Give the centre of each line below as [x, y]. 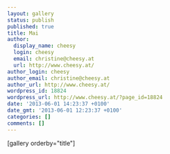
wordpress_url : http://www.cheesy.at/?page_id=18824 [85, 98]
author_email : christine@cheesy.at [59, 78]
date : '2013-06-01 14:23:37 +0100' [59, 104]
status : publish [31, 20]
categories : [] [29, 117]
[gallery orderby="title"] [41, 143]
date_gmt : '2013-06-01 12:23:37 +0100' [65, 110]
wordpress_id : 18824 [37, 91]
